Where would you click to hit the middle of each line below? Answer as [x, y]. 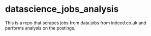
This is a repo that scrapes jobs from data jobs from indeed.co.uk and [76, 23]
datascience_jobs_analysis [62, 9]
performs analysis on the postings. [40, 28]
